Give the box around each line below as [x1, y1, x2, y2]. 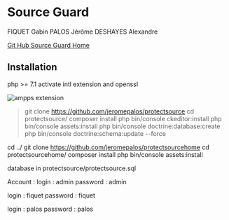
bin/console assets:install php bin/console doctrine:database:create [24, 122, 221, 130]
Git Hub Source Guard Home [7, 41, 90, 49]
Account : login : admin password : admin [7, 177, 127, 186]
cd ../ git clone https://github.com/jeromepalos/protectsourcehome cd [7, 143, 210, 151]
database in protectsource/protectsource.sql [7, 164, 137, 172]
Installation [7, 61, 57, 74]
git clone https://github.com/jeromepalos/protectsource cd [24, 106, 195, 116]
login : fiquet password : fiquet [7, 191, 96, 200]
